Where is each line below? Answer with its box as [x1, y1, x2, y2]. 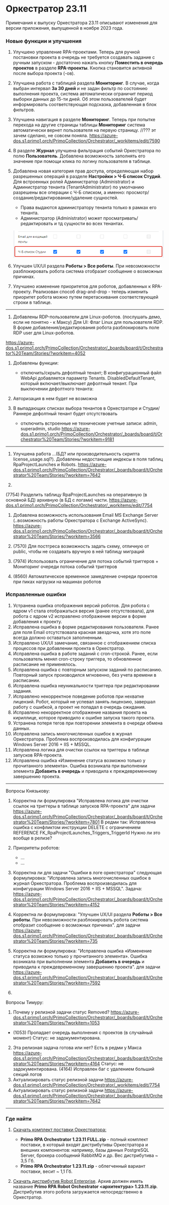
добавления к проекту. [13, 618, 62, 624]
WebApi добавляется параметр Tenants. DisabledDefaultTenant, [20, 375, 156, 381]
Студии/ [142, 405, 160, 411]
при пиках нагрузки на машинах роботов [13, 579, 101, 585]
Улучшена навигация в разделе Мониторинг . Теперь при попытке [13, 117, 155, 123]
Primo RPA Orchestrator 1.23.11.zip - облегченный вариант [20, 1163, 146, 1169]
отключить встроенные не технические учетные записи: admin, [20, 420, 157, 426]
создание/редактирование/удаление [13, 195, 93, 201]
